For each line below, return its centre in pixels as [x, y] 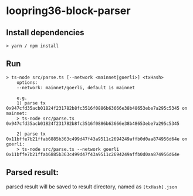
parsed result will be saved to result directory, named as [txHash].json [92, 187]
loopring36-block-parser [68, 11]
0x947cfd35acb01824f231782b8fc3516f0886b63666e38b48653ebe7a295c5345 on [97, 108]
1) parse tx [31, 103]
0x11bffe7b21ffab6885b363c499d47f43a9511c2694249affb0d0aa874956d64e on [97, 139]
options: [27, 82]
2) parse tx [31, 134]
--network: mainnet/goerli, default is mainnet [76, 87]
